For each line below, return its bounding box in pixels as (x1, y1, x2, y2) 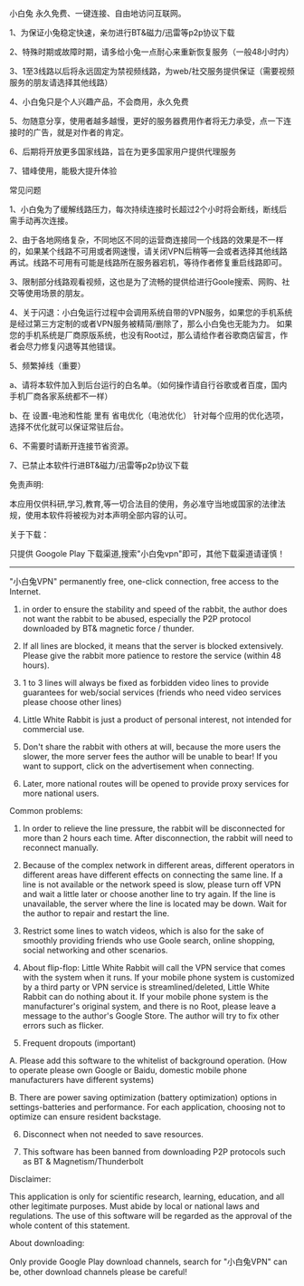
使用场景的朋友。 (24, 288, 89, 298)
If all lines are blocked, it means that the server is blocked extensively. (22, 641, 284, 651)
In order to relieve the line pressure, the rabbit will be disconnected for (22, 823, 285, 834)
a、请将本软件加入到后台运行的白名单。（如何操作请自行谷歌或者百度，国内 (9, 380, 288, 390)
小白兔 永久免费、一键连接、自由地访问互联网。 (9, 8, 186, 18)
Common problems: (9, 806, 83, 816)
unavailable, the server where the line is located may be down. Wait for (22, 898, 288, 909)
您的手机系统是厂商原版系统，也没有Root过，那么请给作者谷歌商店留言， (9, 330, 280, 340)
